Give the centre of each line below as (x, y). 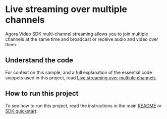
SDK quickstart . (21, 111)
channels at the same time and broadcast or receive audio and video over (82, 39)
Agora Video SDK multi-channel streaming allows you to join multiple (77, 34)
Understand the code (39, 61)
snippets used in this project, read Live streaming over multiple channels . (81, 78)
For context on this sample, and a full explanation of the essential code (79, 72)
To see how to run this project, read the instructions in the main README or (83, 105)
